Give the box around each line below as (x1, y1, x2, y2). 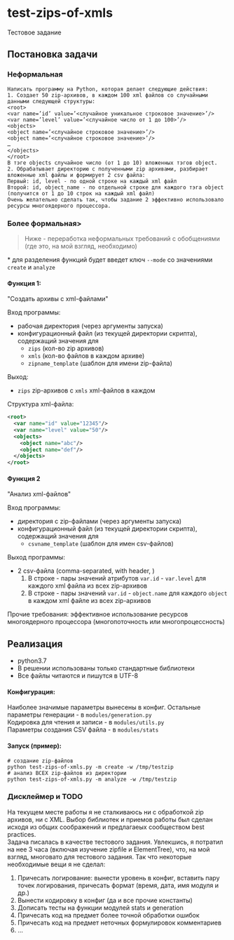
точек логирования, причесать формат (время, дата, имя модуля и (17, 881, 219, 889)
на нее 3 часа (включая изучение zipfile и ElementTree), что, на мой (7, 845, 210, 854)
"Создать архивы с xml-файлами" (7, 295, 109, 303)
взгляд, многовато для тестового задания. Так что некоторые (7, 852, 192, 861)
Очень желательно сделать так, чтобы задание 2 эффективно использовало (7, 196, 224, 203)
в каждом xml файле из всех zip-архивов (27, 597, 151, 605)
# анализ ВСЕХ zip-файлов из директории (7, 769, 128, 776)
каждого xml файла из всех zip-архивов (27, 581, 148, 590)
